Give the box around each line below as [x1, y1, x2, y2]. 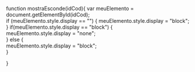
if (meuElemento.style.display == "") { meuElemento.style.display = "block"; [6, 18, 190, 24]
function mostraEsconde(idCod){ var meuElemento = [6, 5, 134, 12]
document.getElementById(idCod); [6, 11, 90, 18]
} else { [6, 36, 23, 43]
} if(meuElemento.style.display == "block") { [6, 23, 113, 30]
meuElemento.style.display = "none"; [6, 30, 96, 37]
